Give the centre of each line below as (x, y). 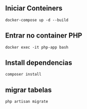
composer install (23, 75)
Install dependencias (39, 63)
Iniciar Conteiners (34, 8)
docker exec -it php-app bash (37, 47)
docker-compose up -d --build (37, 20)
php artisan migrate (27, 102)
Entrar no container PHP (44, 36)
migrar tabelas (28, 90)
